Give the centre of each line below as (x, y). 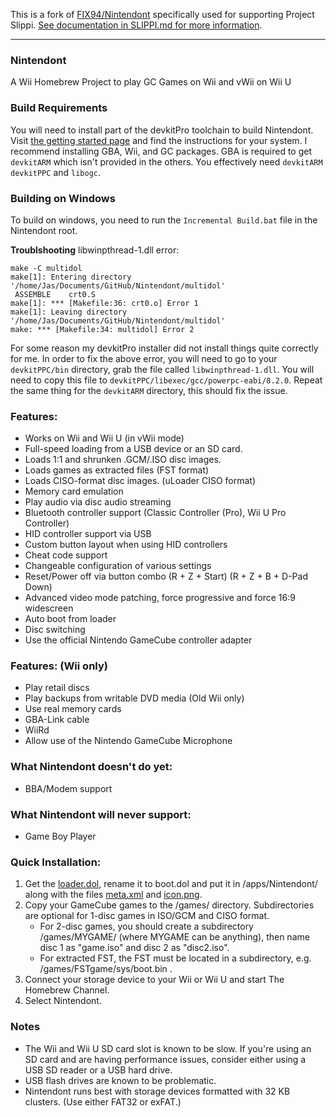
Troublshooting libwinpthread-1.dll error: (95, 250)
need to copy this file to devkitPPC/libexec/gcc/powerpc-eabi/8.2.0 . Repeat (166, 380)
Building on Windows (63, 198)
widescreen (49, 608)
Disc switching (55, 630)
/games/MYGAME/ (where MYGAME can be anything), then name (174, 937)
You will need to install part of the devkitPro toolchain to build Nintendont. (162, 130)
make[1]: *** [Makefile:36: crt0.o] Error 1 (104, 303)
